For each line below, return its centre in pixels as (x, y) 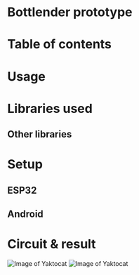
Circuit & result (52, 244)
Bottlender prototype (70, 12)
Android (25, 214)
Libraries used (50, 108)
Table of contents (60, 45)
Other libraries (40, 134)
